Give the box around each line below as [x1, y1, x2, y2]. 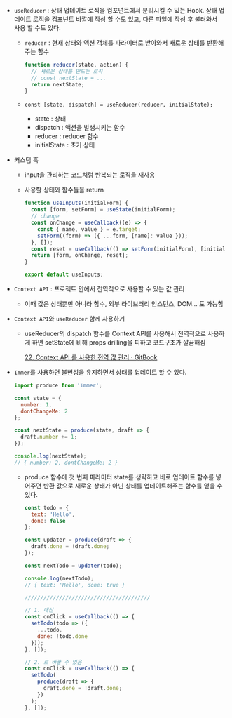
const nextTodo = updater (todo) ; [24, 562, 123, 569]
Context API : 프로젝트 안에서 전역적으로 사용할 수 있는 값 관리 [13, 285, 185, 293]
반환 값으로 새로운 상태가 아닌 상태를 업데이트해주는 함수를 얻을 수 [43, 481, 223, 490]
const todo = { [24, 504, 69, 511]
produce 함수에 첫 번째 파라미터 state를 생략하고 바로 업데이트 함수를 [24, 472, 214, 481]
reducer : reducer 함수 [34, 132, 99, 140]
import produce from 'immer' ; [13, 382, 103, 389]
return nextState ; [30, 81, 85, 88]
